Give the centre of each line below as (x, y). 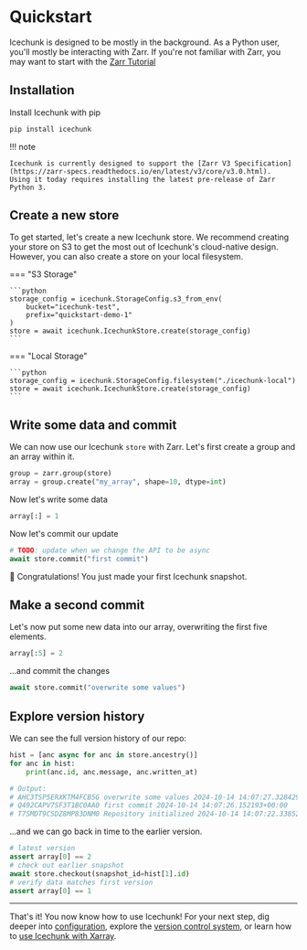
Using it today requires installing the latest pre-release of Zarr (143, 179)
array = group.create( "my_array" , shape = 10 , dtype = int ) (118, 482)
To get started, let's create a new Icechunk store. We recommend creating (149, 237)
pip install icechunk (51, 129)
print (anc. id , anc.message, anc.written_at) (112, 772)
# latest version (42, 849)
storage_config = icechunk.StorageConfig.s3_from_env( (116, 299)
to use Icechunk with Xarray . (63, 936)
